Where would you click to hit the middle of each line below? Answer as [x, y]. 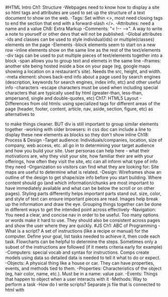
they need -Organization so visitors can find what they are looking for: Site [82, 167]
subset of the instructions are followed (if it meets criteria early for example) [84, 247]
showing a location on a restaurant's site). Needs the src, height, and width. [83, 71]
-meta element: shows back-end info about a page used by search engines [83, 77]
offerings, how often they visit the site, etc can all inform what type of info [81, 161]
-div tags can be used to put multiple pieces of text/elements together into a [84, 55]
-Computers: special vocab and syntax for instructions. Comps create [77, 252]
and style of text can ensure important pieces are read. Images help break [82, 199]
